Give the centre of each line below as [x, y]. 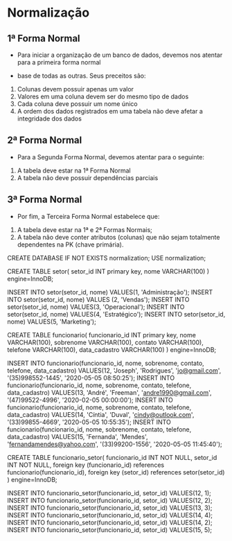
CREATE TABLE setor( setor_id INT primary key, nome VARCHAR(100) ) [108, 271]
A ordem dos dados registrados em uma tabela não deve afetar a [110, 111]
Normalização [48, 13]
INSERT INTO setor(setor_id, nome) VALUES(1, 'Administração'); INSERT [110, 292]
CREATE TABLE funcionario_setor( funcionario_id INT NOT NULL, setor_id [112, 457]
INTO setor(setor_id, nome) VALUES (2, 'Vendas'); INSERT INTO [98, 299]
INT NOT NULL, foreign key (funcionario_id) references [86, 465]
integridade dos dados [49, 118]
